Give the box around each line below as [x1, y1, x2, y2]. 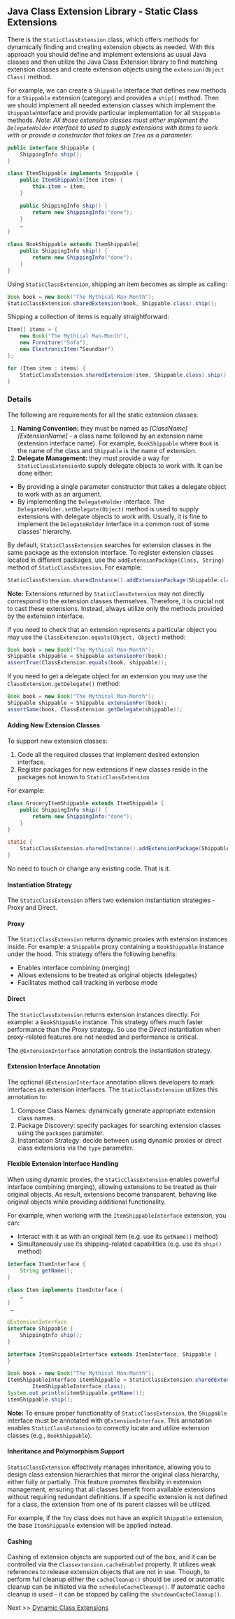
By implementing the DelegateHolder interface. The [17, 497, 165, 506]
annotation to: [7, 1092, 48, 1101]
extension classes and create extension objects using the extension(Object [7, 65, 225, 73]
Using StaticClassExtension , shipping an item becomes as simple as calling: [7, 280, 228, 288]
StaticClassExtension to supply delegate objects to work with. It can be [17, 461, 222, 469]
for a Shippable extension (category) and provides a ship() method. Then [7, 93, 219, 102]
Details [7, 394, 32, 404]
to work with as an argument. [17, 490, 102, 498]
